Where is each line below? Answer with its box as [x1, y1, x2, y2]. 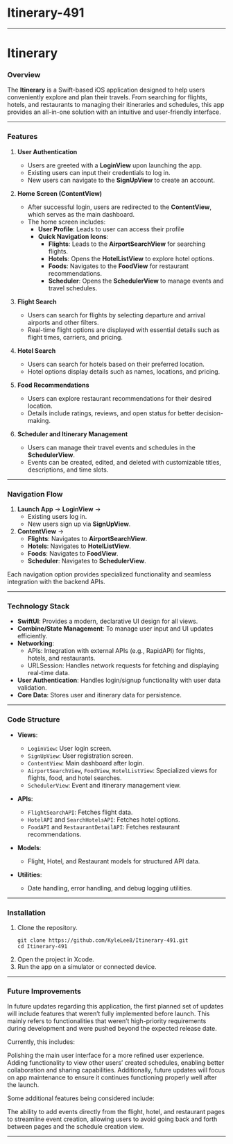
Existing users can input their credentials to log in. [27, 168, 171, 176]
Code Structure [7, 715, 60, 724]
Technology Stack [7, 601, 70, 611]
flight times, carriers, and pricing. [27, 333, 123, 341]
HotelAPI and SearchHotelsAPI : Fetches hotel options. [27, 815, 180, 824]
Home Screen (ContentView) [17, 189, 103, 197]
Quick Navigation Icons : [37, 232, 109, 240]
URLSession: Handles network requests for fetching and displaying [27, 661, 220, 670]
